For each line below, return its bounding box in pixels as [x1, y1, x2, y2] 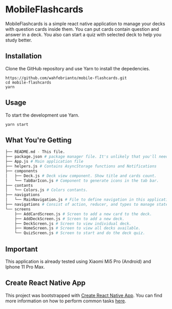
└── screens [5, 206, 31, 211]
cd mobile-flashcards [5, 80, 52, 85]
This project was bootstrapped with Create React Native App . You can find [5, 292, 163, 298]
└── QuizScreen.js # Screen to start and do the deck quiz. [14, 230, 145, 236]
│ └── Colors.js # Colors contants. [5, 187, 88, 193]
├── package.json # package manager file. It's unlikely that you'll [5, 154, 157, 160]
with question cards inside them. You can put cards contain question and [5, 26, 159, 32]
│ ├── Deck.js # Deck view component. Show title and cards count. [5, 173, 157, 178]
